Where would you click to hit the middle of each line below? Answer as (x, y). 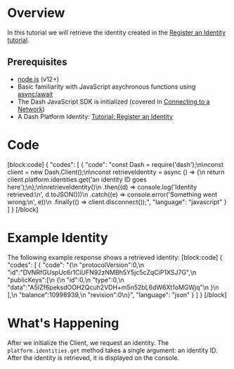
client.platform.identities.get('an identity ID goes (77, 179)
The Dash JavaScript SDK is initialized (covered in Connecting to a (113, 101)
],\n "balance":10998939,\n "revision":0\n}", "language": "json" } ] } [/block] (117, 294)
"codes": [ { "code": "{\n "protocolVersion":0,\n (76, 265)
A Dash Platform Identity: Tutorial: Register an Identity (95, 116)
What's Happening (63, 323)
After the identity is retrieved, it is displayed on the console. (93, 358)
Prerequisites (37, 62)
